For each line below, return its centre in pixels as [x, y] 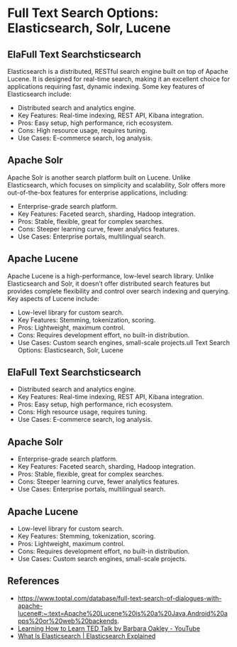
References [33, 581]
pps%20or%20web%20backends [67, 621]
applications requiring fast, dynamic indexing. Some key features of [106, 86]
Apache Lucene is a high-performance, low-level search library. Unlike [111, 276]
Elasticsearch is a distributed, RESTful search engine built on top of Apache [118, 71]
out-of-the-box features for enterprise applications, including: [98, 192]
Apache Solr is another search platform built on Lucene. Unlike [99, 177]
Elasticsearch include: [39, 94]
